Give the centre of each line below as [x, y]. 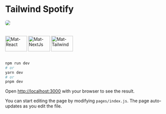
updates [14, 106]
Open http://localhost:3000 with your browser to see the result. [70, 91]
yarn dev [14, 72]
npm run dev [17, 63]
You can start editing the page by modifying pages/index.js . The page [77, 101]
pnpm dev [14, 82]
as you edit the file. [42, 106]
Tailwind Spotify [40, 9]
